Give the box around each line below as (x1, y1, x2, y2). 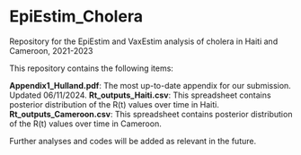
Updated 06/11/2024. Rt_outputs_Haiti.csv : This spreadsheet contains (9, 90, 271, 100)
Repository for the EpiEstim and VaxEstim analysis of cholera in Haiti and (9, 36, 279, 47)
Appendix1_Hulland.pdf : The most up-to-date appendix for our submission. (9, 80, 292, 90)
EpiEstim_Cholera (9, 6, 144, 27)
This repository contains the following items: (9, 63, 173, 73)
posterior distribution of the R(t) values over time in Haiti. (9, 99, 220, 109)
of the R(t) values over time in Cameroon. (9, 118, 162, 129)
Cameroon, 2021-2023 (9, 45, 93, 56)
